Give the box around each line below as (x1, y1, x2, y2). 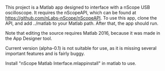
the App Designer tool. (5, 35, 52, 41)
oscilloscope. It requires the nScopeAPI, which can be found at (5, 10, 137, 16)
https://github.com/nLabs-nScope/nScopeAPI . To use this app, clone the (5, 15, 157, 21)
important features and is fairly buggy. (5, 50, 85, 56)
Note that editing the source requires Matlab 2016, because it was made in (5, 30, 160, 36)
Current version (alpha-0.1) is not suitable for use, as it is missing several (5, 45, 157, 51)
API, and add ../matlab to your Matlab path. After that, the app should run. (5, 20, 158, 26)
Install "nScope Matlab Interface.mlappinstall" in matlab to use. (5, 60, 137, 66)
